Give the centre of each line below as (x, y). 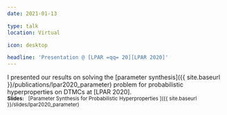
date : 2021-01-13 (32, 14)
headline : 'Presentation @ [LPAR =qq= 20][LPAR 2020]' (88, 57)
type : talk (23, 26)
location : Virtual (34, 33)
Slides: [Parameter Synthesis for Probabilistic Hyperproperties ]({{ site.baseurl (102, 99)
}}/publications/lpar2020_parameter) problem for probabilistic (95, 85)
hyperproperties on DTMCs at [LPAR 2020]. (70, 92)
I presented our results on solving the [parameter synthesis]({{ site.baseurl (113, 78)
